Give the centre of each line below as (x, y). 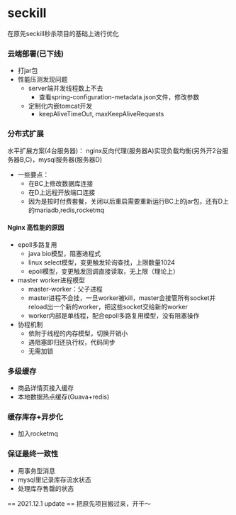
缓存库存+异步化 (35, 416)
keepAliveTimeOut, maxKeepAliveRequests (101, 114)
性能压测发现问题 (43, 79)
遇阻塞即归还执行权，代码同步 (72, 342)
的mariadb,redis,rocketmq (66, 210)
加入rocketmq (38, 433)
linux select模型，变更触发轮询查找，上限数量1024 (102, 262)
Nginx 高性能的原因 (36, 228)
